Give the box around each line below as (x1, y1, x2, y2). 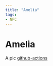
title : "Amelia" (5, 7, 39, 13)
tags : (5, 12, 17, 17)
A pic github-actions (5, 55, 48, 61)
